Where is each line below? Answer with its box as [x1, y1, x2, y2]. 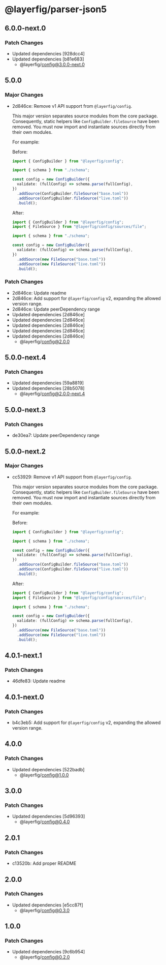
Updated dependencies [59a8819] [12, 380, 84, 386]
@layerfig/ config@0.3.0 [19, 907, 70, 913]
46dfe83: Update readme [12, 678, 65, 684]
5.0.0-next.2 [5, 447, 46, 456]
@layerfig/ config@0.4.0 [19, 819, 70, 825]
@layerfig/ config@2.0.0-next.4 [19, 390, 85, 397]
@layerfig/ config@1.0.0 [19, 772, 69, 778]
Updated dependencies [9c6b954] [12, 949, 85, 955]
